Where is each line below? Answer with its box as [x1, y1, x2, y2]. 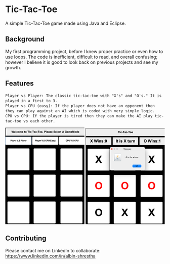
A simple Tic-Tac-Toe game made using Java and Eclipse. [5, 20, 126, 26]
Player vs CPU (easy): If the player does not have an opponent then [5, 103, 155, 108]
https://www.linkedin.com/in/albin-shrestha [5, 253, 96, 259]
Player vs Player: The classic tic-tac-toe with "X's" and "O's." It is [5, 93, 162, 98]
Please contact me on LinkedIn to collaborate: [5, 247, 101, 253]
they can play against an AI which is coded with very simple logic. [5, 108, 155, 113]
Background [5, 35, 45, 43]
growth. [5, 64, 22, 70]
